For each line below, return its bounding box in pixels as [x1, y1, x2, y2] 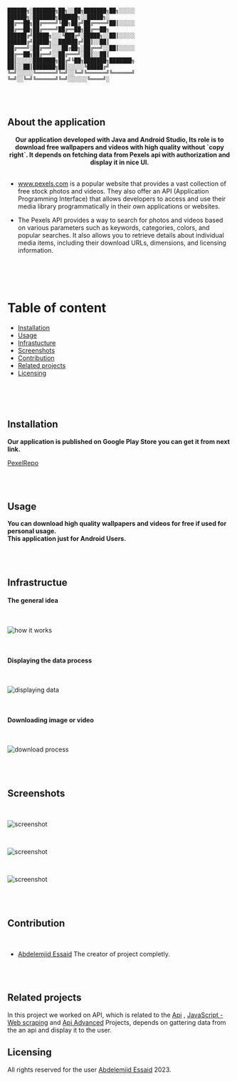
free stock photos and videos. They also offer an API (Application [17, 186, 209, 195]
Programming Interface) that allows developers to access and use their [17, 194, 226, 203]
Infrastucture [17, 338, 56, 347]
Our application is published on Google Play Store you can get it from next [7, 437, 230, 445]
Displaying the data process [7, 656, 93, 665]
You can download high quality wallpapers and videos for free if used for [7, 520, 227, 528]
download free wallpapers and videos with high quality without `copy [15, 142, 224, 151]
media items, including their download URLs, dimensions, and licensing [17, 238, 226, 247]
